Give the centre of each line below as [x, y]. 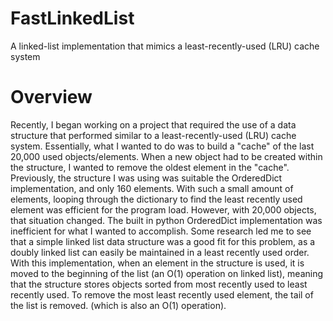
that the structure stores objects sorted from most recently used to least [159, 284]
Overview [51, 97]
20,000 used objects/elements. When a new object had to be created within [166, 156]
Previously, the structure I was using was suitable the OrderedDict [146, 178]
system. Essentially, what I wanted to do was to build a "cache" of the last [162, 146]
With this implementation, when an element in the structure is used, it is [157, 263]
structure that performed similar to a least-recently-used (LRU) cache [153, 135]
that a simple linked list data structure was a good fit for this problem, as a [163, 241]
